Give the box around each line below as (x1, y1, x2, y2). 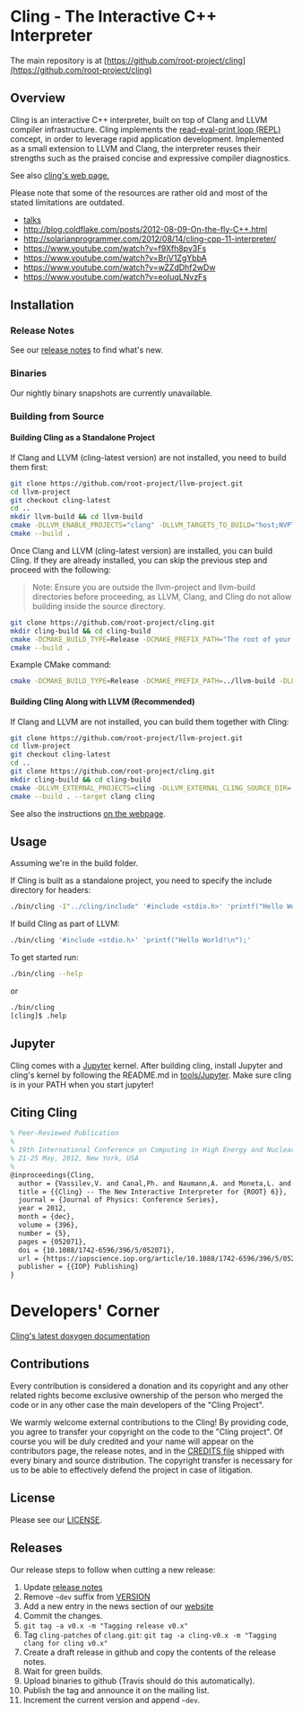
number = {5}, (18, 1229, 71, 1237)
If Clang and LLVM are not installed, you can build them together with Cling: (10, 716, 289, 727)
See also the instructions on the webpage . (10, 808, 167, 818)
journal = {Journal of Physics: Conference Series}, (18, 1195, 220, 1204)
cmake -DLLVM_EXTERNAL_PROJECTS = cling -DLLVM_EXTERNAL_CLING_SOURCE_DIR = (10, 783, 292, 792)
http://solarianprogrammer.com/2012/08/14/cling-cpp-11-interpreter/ (22, 233, 277, 244)
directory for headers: (10, 885, 91, 896)
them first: (10, 461, 48, 472)
